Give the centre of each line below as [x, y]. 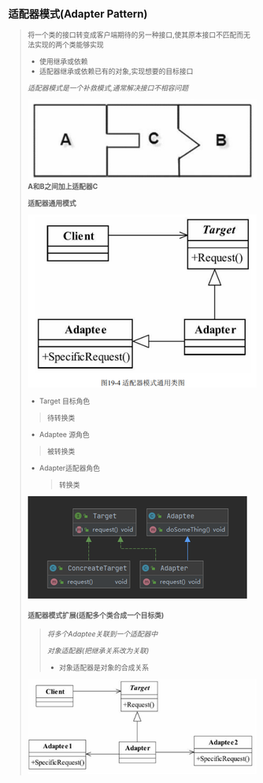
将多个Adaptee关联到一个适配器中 [102, 634]
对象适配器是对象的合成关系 [104, 667]
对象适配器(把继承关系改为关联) [98, 651]
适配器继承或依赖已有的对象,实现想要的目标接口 [116, 71]
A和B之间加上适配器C [63, 186]
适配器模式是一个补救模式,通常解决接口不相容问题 [108, 87]
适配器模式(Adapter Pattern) [78, 14]
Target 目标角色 [65, 401]
